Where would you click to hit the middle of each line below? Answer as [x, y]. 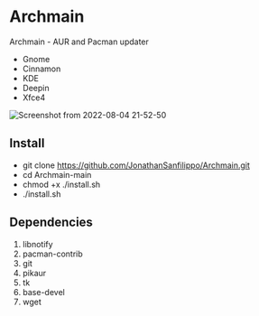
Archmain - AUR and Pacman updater [79, 42]
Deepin [36, 88]
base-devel [43, 292]
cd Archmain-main [57, 174]
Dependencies [51, 223]
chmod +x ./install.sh [61, 184]
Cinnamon [42, 69]
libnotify [37, 244]
